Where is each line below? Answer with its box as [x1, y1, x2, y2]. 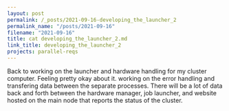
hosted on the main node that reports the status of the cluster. [7, 96, 184, 104]
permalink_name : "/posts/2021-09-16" [7, 23, 116, 29]
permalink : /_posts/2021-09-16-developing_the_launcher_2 [7, 16, 177, 23]
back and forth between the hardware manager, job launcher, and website [7, 88, 217, 97]
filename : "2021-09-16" [7, 29, 76, 36]
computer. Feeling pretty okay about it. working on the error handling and [7, 74, 215, 82]
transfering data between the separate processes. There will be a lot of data [7, 82, 223, 90]
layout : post [7, 10, 45, 17]
